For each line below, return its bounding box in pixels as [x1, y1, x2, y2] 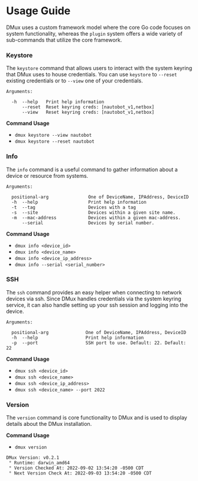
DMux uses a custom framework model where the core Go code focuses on [6, 24, 191, 31]
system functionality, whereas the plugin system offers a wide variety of [6, 30, 183, 37]
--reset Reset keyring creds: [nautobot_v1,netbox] [21, 104, 155, 110]
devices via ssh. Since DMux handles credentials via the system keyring [6, 295, 181, 302]
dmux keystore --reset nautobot [14, 139, 95, 145]
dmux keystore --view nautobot [14, 132, 92, 139]
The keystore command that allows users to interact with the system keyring [6, 65, 192, 72]
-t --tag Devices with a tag [11, 204, 136, 210]
